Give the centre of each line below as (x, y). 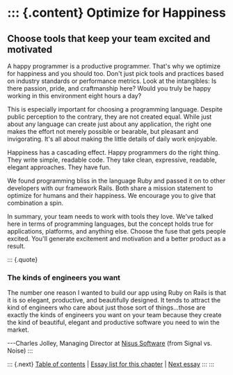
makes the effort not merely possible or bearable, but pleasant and (103, 131)
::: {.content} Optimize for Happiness (116, 13)
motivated (30, 49)
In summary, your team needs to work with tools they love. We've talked (110, 216)
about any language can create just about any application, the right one (110, 124)
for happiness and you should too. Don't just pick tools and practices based (115, 74)
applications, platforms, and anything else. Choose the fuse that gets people (116, 231)
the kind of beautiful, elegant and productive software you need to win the (114, 323)
